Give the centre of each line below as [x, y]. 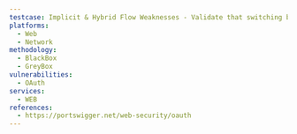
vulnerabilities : [41, 75]
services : [27, 91]
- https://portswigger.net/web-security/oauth [104, 115]
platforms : [29, 26]
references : [31, 108]
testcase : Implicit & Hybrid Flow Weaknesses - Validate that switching [146, 17]
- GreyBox [35, 67]
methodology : [33, 50]
